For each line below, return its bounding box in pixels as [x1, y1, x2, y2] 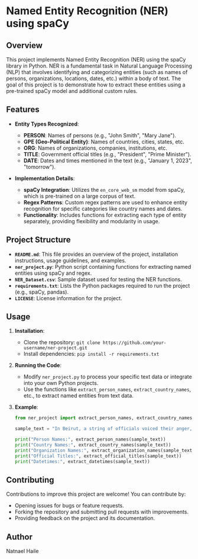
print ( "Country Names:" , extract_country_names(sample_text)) [14, 442, 171, 448]
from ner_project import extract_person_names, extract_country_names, [14, 415, 195, 421]
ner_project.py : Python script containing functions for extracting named [14, 263, 191, 270]
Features [6, 105, 40, 115]
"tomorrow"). [23, 163, 56, 170]
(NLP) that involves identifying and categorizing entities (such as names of [6, 69, 188, 75]
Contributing [6, 475, 54, 485]
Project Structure [6, 235, 71, 245]
